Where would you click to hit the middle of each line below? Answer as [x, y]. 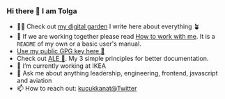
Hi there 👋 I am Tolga [42, 11]
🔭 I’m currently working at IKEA [61, 66]
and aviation [34, 81]
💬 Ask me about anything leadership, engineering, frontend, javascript [117, 73]
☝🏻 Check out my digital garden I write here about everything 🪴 [108, 26]
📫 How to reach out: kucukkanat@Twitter [77, 89]
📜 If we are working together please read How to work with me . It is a [116, 37]
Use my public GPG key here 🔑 [61, 51]
